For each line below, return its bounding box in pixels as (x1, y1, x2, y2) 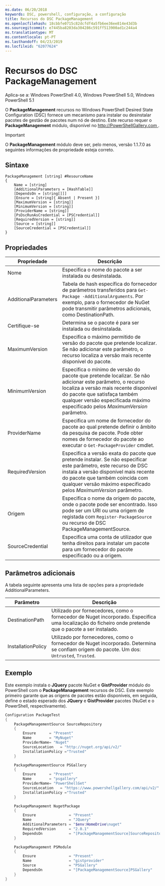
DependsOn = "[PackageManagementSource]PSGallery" (23, 867, 153, 872)
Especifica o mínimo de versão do (62, 366, 140, 373)
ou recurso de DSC (62, 519, 107, 526)
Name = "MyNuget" (23, 735, 74, 741)
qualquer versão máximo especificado (62, 481, 151, 488)
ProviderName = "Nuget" (23, 740, 69, 745)
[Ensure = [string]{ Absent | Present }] (14, 196, 100, 201)
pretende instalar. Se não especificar (62, 456, 147, 463)
